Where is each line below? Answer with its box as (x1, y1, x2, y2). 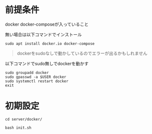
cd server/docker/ (5, 117, 42, 121)
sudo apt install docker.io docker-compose (5, 41, 95, 46)
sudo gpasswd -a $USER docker (5, 74, 67, 79)
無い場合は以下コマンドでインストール (5, 31, 82, 37)
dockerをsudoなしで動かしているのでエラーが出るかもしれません (17, 50, 148, 56)
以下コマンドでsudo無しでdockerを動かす (5, 60, 89, 66)
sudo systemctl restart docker (5, 78, 69, 84)
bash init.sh (5, 125, 32, 130)
